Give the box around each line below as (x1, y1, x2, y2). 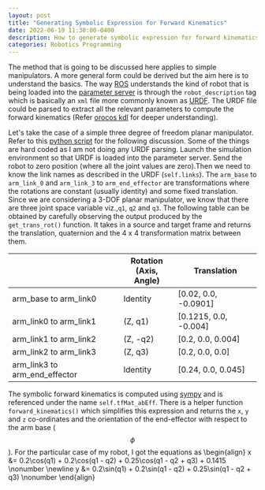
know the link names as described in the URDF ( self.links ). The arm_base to (8, 170, 257, 180)
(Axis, (135, 265, 159, 277)
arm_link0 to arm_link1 (12, 316, 97, 327)
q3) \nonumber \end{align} (8, 473, 96, 482)
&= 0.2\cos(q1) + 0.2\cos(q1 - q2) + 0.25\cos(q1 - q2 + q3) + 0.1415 (8, 456, 226, 466)
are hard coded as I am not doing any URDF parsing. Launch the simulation (8, 145, 252, 154)
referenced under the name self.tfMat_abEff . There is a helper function (8, 398, 244, 407)
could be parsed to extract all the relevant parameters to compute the (8, 104, 234, 114)
